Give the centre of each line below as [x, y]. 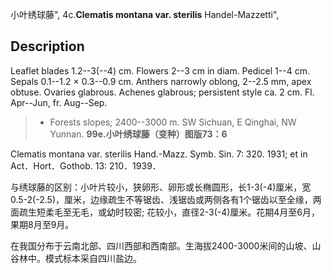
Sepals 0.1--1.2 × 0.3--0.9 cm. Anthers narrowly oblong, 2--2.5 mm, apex [161, 81]
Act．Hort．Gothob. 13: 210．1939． [86, 165]
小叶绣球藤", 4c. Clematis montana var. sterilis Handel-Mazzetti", [145, 14]
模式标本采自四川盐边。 [93, 258]
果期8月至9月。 [42, 224]
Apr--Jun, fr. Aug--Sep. [59, 102]
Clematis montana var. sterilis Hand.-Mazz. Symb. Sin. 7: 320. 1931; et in [159, 154]
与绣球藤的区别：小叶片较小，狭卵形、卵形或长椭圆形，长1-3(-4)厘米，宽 [161, 187]
